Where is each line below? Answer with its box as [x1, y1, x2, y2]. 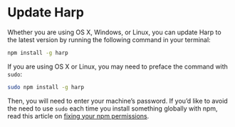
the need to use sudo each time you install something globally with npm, [7, 104, 219, 113]
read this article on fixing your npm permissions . [7, 111, 150, 120]
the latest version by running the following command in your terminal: [7, 35, 211, 44]
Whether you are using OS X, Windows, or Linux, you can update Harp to [7, 28, 222, 36]
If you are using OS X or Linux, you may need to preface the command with [7, 62, 228, 71]
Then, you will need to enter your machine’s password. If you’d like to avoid [7, 96, 228, 105]
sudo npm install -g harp [7, 83, 84, 91]
